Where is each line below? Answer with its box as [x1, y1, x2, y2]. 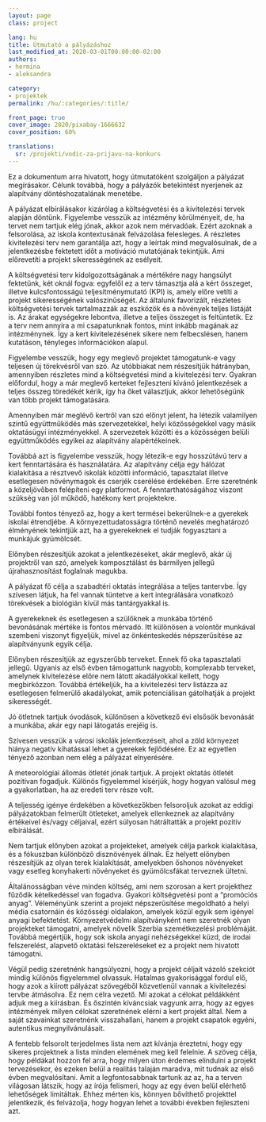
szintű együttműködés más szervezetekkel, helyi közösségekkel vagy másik [8, 418, 256, 428]
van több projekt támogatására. [8, 394, 111, 405]
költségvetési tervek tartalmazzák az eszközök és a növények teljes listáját [8, 303, 252, 313]
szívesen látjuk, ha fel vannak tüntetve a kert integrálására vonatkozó [8, 590, 234, 599]
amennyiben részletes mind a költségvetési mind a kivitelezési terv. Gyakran [8, 370, 257, 379]
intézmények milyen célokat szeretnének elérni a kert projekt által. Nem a [8, 1006, 248, 1016]
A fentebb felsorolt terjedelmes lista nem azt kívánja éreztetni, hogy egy [8, 1039, 243, 1048]
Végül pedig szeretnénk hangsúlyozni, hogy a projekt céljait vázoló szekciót [8, 964, 256, 974]
